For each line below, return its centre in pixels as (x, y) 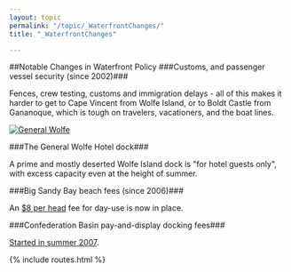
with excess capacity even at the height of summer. (103, 173)
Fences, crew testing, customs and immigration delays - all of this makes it (145, 93)
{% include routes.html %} (58, 260)
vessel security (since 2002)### (69, 76)
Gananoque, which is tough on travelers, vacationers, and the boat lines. (142, 113)
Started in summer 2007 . (54, 243)
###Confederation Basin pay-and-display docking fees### (117, 225)
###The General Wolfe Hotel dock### (79, 147)
